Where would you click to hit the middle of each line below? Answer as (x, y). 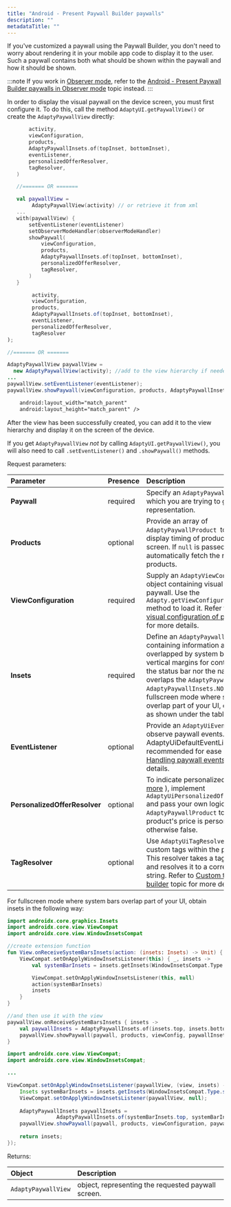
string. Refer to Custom (184, 875)
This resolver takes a (180, 858)
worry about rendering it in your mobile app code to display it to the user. (111, 53)
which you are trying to (184, 501)
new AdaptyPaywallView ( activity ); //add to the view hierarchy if (110, 371)
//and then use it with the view (55, 1016)
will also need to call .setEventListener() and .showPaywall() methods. (109, 450)
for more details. (173, 625)
